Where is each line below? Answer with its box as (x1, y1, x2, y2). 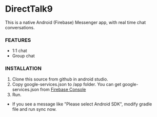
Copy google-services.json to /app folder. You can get (12, 81, 121, 87)
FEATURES (5, 36, 31, 43)
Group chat (12, 53, 35, 59)
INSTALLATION (5, 65, 42, 72)
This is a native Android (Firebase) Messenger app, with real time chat (5, 19, 146, 25)
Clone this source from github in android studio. (12, 76, 108, 82)
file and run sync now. (12, 106, 57, 112)
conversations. (5, 24, 35, 30)
